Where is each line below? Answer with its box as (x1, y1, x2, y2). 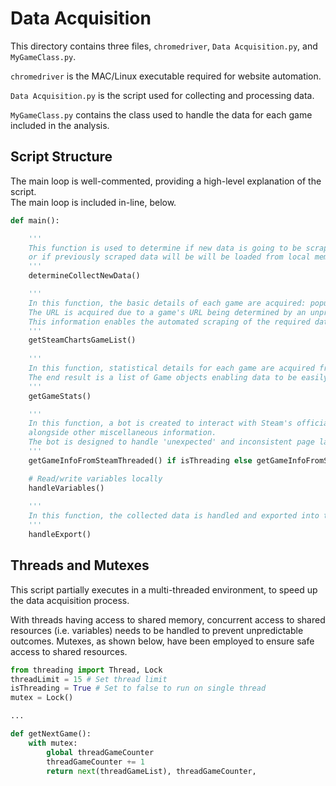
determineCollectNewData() (28, 271, 141, 281)
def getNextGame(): (10, 729, 92, 739)
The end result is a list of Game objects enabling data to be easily (28, 372, 329, 382)
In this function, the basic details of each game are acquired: (28, 298, 307, 308)
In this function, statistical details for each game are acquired (28, 363, 315, 373)
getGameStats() (28, 391, 92, 401)
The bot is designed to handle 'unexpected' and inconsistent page (28, 437, 315, 447)
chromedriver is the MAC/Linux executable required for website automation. (10, 70, 322, 82)
